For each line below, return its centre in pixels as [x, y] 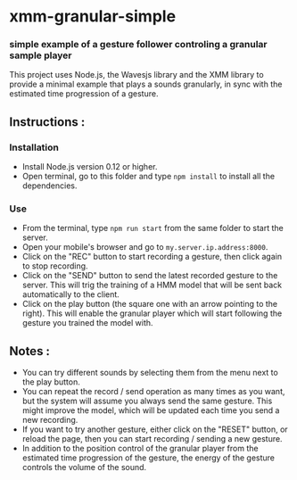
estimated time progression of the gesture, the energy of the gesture [148, 458]
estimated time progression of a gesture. [84, 94]
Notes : [30, 351]
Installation [34, 147]
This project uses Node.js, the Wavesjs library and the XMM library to [137, 75]
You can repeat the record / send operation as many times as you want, [153, 392]
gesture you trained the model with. [87, 323]
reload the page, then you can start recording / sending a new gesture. [152, 439]
